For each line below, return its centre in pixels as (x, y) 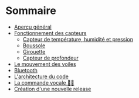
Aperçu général (33, 27)
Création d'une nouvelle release (52, 89)
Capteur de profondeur (50, 58)
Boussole (34, 45)
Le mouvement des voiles (45, 64)
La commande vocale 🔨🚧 (44, 82)
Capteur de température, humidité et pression (78, 39)
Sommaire (31, 11)
